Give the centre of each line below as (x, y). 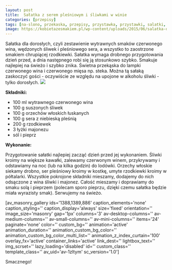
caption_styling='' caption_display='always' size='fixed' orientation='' (79, 209)
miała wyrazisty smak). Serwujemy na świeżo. (54, 193)
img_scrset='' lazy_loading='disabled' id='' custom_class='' (68, 246)
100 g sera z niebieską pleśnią (45, 119)
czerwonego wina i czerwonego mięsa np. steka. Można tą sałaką (75, 71)
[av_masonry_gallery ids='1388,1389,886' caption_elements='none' (76, 203)
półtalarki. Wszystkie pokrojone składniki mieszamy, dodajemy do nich (80, 177)
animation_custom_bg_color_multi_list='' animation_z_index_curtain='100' (83, 236)
